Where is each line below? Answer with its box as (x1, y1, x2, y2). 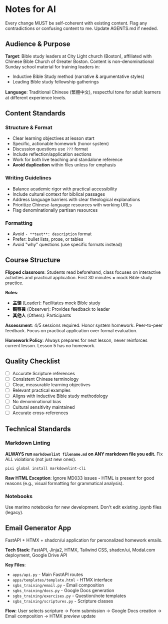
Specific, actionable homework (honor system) (12, 141, 109, 147)
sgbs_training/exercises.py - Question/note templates (12, 593, 126, 599)
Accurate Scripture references (12, 370, 75, 376)
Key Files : (5, 562, 26, 568)
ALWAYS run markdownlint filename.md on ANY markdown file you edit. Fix (5, 451, 163, 457)
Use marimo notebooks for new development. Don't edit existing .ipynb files (5, 504, 161, 510)
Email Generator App (5, 524, 71, 533)
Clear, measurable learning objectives (12, 381, 91, 388)
